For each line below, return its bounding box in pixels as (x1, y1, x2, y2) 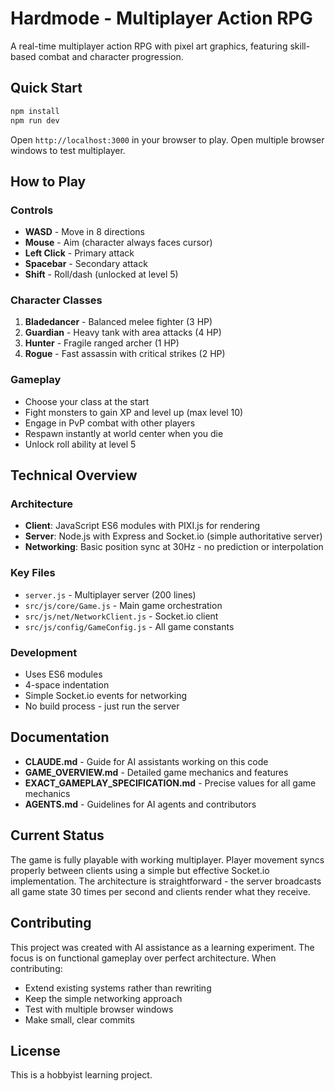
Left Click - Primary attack (24, 247, 135, 259)
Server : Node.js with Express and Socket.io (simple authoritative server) (24, 530, 323, 542)
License (10, 1042, 61, 1059)
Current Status (10, 827, 105, 844)
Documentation (10, 729, 110, 746)
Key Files (10, 566, 56, 580)
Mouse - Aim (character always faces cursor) (24, 237, 213, 249)
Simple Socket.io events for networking (24, 690, 188, 702)
